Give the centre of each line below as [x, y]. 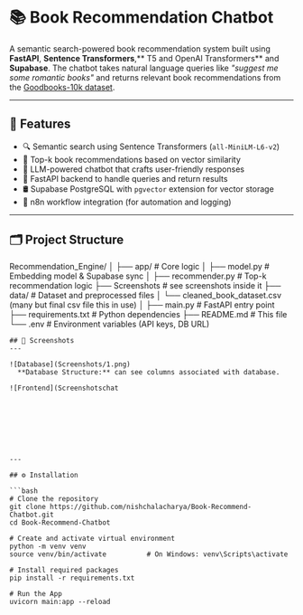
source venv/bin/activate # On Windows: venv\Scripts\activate [149, 554]
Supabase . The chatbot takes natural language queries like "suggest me [144, 68]
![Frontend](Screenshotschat [64, 388]
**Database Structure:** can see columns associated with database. [149, 372]
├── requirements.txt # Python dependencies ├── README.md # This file [148, 314]
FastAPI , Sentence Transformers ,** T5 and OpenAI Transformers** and [144, 58]
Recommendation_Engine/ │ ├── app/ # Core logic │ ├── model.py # [140, 266]
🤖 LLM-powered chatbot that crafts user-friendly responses [133, 169]
